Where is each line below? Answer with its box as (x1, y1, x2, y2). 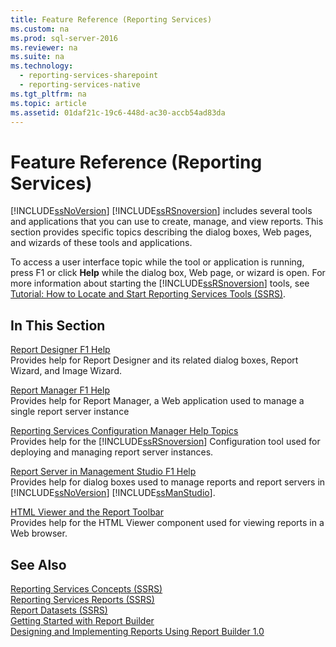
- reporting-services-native (19, 80, 141, 90)
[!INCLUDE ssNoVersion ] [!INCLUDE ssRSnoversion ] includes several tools (10, 205, 313, 217)
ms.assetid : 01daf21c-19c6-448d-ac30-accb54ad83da (10, 107, 226, 118)
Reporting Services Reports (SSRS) (10, 593, 155, 605)
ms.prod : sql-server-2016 (10, 33, 118, 43)
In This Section (10, 317, 106, 334)
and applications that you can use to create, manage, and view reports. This (10, 216, 324, 228)
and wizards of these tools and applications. (10, 237, 193, 249)
